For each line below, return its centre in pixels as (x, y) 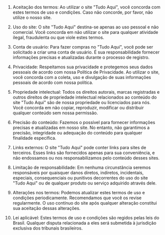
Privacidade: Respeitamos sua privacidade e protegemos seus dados (83, 67)
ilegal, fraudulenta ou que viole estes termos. (58, 37)
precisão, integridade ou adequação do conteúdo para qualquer (77, 133)
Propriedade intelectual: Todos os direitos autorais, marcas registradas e (86, 92)
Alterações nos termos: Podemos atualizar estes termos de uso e (79, 193)
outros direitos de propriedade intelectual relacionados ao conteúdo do (84, 97)
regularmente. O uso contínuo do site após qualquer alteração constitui (85, 203)
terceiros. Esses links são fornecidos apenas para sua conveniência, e (84, 153)
